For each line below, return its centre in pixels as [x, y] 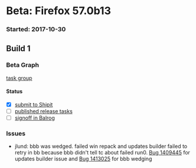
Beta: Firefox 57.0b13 [58, 11]
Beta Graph [23, 65]
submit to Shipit [34, 105]
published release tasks [43, 111]
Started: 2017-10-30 [36, 29]
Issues [16, 134]
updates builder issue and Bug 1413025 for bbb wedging [83, 159]
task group [19, 78]
